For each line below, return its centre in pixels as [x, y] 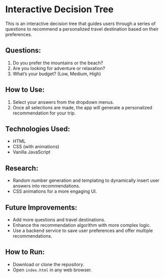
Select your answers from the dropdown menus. [63, 102]
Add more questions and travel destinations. [59, 220]
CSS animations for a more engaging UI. [55, 191]
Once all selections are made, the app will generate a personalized [83, 107]
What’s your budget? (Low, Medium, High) [57, 74]
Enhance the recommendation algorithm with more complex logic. [82, 225]
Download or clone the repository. [48, 264]
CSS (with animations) [36, 147]
